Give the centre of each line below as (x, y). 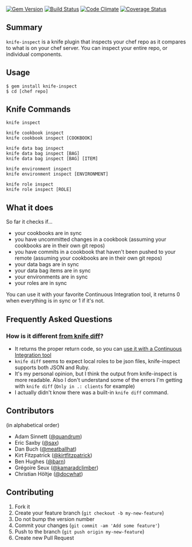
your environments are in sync (51, 277)
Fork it (22, 506)
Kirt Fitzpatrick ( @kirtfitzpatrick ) (53, 455)
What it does (30, 208)
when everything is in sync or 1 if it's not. (55, 301)
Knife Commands (39, 110)
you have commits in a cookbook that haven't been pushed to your (95, 252)
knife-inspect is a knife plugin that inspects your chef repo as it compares (96, 42)
